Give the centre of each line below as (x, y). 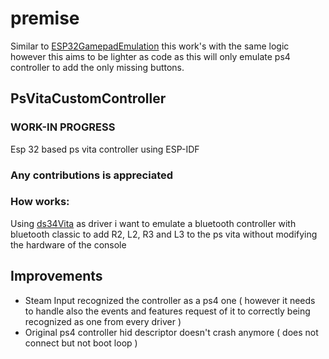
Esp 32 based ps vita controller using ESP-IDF (105, 149)
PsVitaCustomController (88, 98)
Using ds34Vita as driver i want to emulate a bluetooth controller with (153, 223)
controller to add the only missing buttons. (97, 67)
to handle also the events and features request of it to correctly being (167, 311)
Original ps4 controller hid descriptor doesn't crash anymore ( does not (171, 332)
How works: (40, 202)
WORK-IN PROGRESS (63, 127)
